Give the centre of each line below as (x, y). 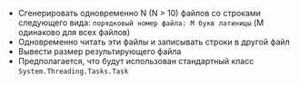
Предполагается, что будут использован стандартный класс (136, 61)
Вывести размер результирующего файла (100, 52)
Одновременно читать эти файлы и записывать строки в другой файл (154, 42)
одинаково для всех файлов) (74, 32)
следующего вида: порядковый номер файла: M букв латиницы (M (141, 23)
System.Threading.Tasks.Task (73, 71)
